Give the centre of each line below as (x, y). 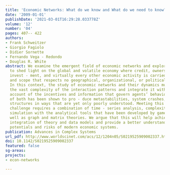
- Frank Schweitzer (26, 43)
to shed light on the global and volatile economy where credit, (80, 71)
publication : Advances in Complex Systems (51, 132)
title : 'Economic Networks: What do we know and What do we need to (79, 10)
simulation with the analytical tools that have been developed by (82, 113)
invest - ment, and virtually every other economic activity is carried (88, 76)
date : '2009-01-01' (26, 15)
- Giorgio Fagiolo (25, 47)
